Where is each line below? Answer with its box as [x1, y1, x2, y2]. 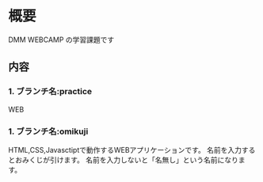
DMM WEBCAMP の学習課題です [8, 35, 115, 44]
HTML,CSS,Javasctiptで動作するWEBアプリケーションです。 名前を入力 [8, 145, 242, 154]
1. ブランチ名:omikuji [8, 126, 89, 137]
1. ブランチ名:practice [8, 86, 93, 97]
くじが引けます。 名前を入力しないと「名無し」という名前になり [29, 155, 239, 165]
